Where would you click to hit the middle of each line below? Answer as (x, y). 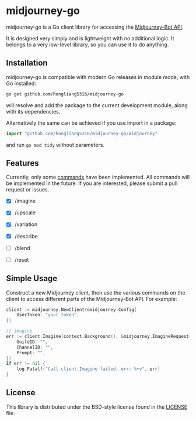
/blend (22, 248)
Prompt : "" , (31, 352)
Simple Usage (32, 278)
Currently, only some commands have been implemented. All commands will (98, 177)
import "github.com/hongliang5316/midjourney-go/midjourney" (82, 134)
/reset (22, 259)
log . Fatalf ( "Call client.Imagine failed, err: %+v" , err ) (88, 369)
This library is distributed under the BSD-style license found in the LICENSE (97, 407)
